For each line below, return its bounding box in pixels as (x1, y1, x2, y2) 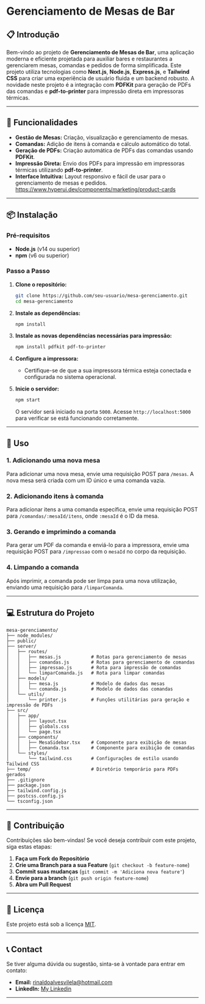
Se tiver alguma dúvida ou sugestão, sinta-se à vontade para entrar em (6, 961, 185, 967)
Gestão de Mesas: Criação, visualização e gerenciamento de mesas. (15, 133, 189, 141)
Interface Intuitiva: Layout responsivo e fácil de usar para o (15, 172, 166, 180)
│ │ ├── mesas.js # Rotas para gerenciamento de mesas (6, 654, 187, 660)
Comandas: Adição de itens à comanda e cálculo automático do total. (15, 140, 191, 147)
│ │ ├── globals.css (6, 723, 70, 730)
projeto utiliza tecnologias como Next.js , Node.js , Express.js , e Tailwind (6, 68, 190, 75)
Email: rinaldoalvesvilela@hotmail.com (15, 979, 113, 986)
